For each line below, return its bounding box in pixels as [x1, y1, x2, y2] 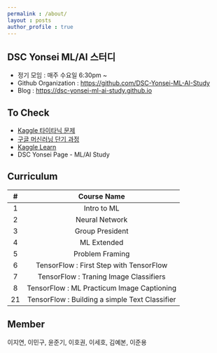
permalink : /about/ [7, 10, 68, 18]
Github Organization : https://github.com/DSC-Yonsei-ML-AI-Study [17, 79, 210, 88]
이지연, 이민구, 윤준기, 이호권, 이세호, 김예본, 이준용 [7, 338, 147, 346]
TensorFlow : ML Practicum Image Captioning [27, 283, 177, 293]
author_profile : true [7, 23, 73, 30]
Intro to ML [83, 203, 120, 213]
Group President [74, 226, 129, 236]
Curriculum [7, 171, 58, 182]
